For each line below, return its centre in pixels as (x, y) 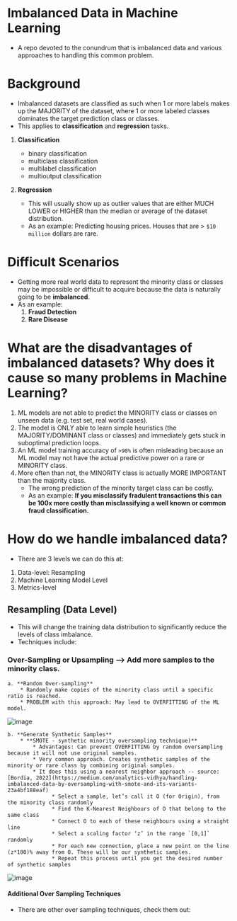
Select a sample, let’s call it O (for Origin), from (139, 796)
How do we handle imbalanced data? (118, 539)
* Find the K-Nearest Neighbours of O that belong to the (139, 808)
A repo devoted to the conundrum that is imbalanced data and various (120, 47)
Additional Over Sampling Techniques (64, 894)
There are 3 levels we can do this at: (70, 559)
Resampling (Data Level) (63, 610)
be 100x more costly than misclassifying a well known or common (127, 503)
